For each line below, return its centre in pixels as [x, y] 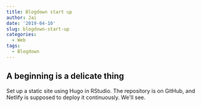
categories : [21, 35]
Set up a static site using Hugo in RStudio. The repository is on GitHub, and [101, 91]
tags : [13, 46]
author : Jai [21, 18]
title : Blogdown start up [39, 12]
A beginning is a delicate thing [65, 76]
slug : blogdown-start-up [38, 29]
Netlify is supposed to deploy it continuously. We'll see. [76, 97]
